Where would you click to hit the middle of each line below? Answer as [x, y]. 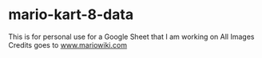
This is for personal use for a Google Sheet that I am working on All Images [131, 37]
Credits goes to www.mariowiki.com [68, 44]
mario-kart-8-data [71, 15]
